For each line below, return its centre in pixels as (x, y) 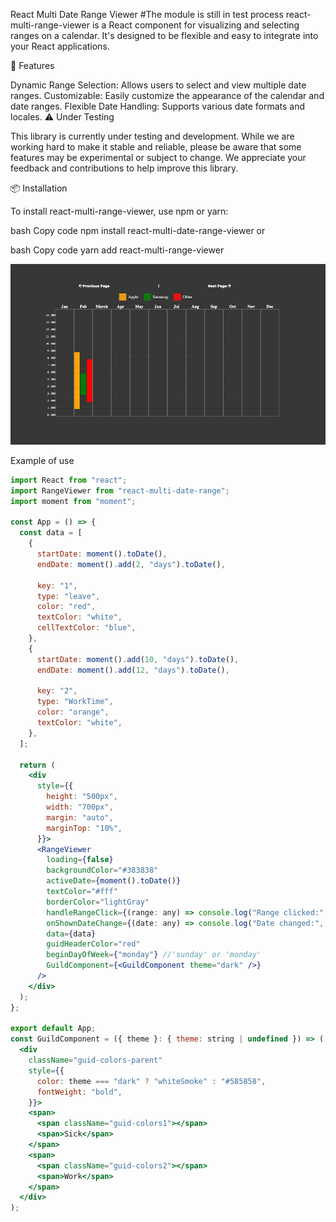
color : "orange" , (73, 712)
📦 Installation (39, 188)
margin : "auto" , (80, 817)
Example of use (42, 460)
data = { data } (71, 934)
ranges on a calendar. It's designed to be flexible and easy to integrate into (164, 35)
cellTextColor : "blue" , (86, 628)
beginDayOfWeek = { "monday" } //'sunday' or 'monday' (154, 955)
